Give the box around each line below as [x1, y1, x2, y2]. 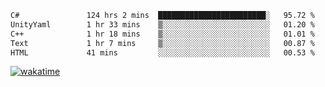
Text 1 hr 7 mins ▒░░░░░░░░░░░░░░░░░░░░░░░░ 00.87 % [10, 38, 315, 48]
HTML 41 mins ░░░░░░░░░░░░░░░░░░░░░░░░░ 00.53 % [10, 47, 315, 58]
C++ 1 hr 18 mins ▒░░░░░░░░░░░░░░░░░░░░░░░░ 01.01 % [10, 29, 315, 39]
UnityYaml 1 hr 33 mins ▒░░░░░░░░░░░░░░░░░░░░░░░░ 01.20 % [10, 19, 315, 30]
